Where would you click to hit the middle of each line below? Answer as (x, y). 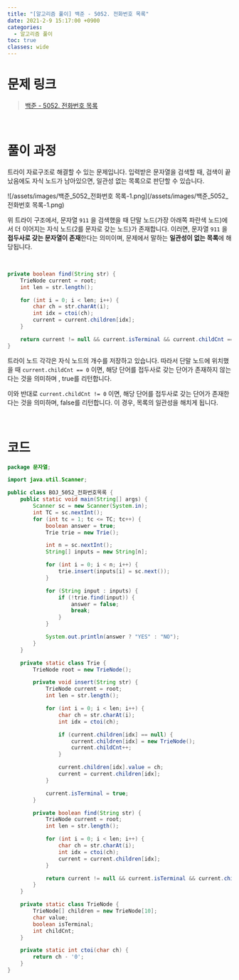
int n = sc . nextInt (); (79, 546)
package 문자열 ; (29, 467)
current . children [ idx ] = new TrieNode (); (133, 741)
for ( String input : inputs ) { (92, 591)
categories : (25, 27)
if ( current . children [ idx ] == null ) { (116, 734)
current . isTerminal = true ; (87, 793)
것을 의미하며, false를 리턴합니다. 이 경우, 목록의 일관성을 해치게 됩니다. (119, 402)
